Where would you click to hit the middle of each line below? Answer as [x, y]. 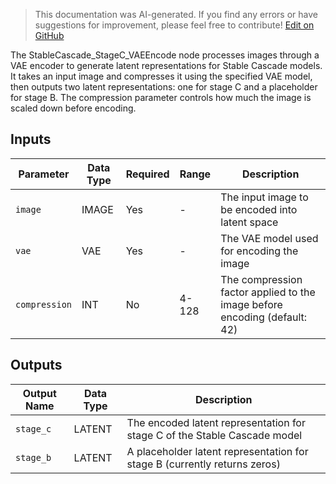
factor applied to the [268, 292]
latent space [249, 222]
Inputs [31, 139]
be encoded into [259, 209]
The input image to [264, 197]
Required [147, 174]
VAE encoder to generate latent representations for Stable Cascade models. [166, 65]
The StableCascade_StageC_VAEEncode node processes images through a [165, 55]
